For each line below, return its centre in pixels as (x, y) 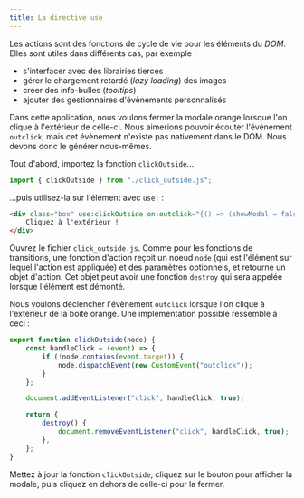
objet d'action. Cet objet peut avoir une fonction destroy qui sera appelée (146, 277)
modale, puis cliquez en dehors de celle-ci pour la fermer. (117, 484)
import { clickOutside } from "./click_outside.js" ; (111, 180)
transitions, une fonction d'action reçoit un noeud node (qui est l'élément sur (151, 258)
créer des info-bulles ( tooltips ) (79, 90)
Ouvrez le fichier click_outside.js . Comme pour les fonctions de (131, 248)
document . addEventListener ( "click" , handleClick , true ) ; (135, 398)
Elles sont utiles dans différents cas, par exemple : (103, 53)
